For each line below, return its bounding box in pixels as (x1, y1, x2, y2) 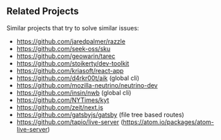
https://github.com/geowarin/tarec (16, 52, 116, 60)
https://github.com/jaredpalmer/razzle (16, 37, 126, 46)
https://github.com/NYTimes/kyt (16, 96, 109, 104)
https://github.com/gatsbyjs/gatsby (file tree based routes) (16, 110, 184, 119)
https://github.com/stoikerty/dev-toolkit (16, 59, 130, 68)
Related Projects (6, 6, 79, 17)
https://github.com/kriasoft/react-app (16, 66, 124, 74)
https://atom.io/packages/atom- (123, 117, 214, 126)
